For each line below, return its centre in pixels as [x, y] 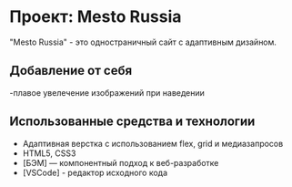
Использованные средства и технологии [132, 122]
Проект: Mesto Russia [96, 17]
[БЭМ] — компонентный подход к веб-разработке [121, 162]
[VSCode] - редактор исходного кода [95, 172]
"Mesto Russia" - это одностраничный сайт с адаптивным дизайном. [143, 42]
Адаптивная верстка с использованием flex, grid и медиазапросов [153, 143]
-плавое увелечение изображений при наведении [107, 92]
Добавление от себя [71, 71]
